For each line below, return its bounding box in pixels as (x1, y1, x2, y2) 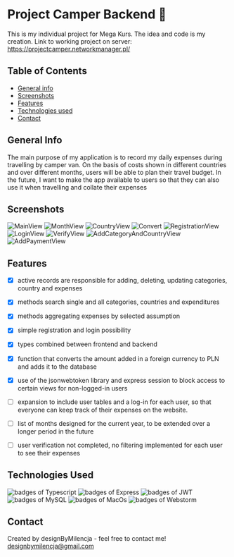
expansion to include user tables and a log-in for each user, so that (17, 398, 212, 406)
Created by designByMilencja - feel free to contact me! (7, 534, 167, 543)
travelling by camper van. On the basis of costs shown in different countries (7, 160, 227, 169)
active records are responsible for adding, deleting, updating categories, (17, 276, 228, 285)
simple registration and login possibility (17, 326, 131, 334)
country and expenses (17, 284, 83, 293)
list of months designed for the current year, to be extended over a (17, 419, 211, 427)
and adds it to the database (17, 362, 97, 371)
